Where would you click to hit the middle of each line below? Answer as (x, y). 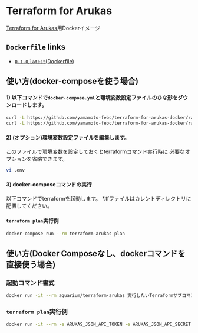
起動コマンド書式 (30, 283)
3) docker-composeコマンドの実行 (49, 184)
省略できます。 (49, 159)
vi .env (16, 170)
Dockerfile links (36, 47)
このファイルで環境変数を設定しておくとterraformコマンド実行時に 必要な (96, 151)
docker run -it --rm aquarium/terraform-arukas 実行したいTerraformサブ (94, 296)
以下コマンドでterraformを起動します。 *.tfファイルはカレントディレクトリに (99, 199)
